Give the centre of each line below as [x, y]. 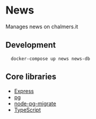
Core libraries [31, 77]
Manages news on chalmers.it [42, 27]
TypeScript [27, 110]
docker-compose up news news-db [51, 59]
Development [31, 45]
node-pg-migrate [35, 103]
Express [24, 91]
